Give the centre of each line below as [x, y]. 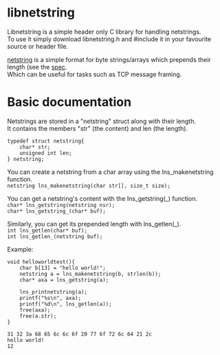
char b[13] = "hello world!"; [63, 268]
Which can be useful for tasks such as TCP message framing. [95, 74]
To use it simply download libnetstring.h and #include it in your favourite [109, 39]
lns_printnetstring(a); [54, 292]
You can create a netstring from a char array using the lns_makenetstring [111, 172]
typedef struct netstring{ [46, 141]
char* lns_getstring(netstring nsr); [61, 205]
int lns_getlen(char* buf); [47, 230]
